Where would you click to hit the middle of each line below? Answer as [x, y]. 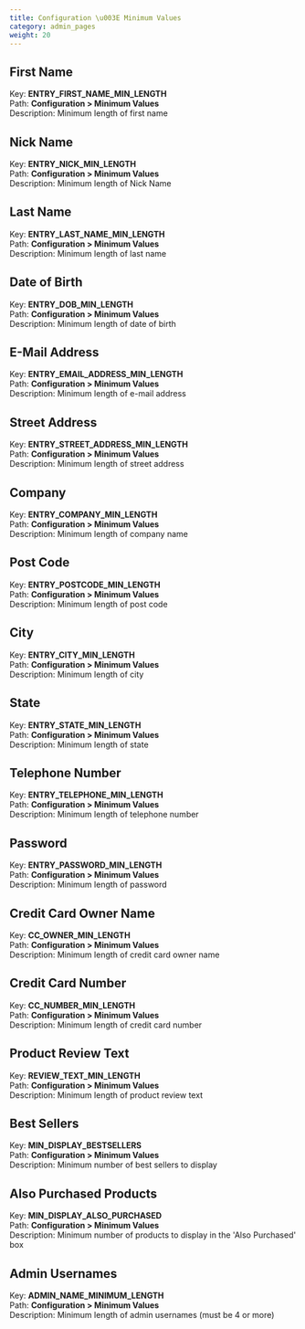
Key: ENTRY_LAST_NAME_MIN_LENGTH [87, 234]
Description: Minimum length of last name [88, 253]
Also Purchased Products [84, 1193]
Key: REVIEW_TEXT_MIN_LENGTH [75, 1075]
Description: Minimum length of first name [89, 113]
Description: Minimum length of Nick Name [90, 183]
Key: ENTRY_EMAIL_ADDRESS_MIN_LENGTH [96, 374]
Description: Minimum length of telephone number [104, 815]
